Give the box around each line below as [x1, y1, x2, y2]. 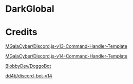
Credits [5, 26, 37, 38]
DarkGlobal [5, 3, 55, 15]
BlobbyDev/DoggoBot [5, 63, 51, 69]
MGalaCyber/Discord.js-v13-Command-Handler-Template [5, 43, 127, 49]
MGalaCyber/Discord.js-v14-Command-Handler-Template [5, 53, 128, 59]
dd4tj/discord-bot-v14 [5, 73, 52, 79]
